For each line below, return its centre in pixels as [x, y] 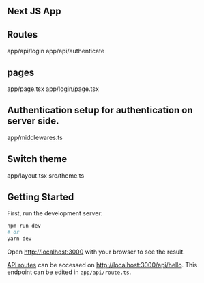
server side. [33, 121]
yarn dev [19, 239]
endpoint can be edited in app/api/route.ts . [69, 272]
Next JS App [34, 11]
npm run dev [24, 226]
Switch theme [37, 159]
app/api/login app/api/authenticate [56, 51]
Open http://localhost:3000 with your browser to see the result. [96, 252]
